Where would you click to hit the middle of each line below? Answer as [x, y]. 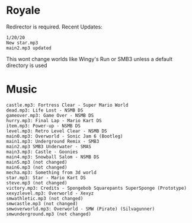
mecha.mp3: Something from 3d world [51, 173]
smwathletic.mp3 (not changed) [45, 198]
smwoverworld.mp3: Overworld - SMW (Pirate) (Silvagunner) [81, 209]
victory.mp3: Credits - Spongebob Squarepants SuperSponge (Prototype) [96, 188]
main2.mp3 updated [29, 48]
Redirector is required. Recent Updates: [54, 27]
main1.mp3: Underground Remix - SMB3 [53, 141]
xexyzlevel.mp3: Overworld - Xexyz [50, 193]
